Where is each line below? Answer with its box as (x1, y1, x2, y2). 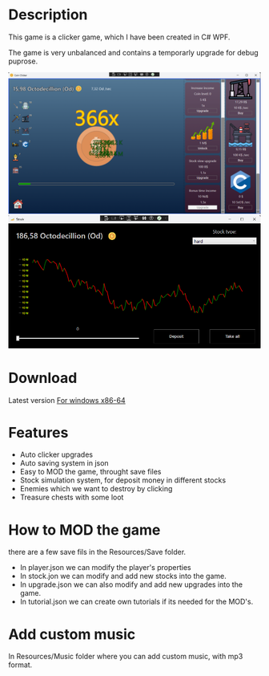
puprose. (8, 56, 38, 66)
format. (8, 660, 33, 670)
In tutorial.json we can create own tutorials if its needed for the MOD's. (19, 597, 254, 607)
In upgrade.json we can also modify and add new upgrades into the (19, 580, 243, 589)
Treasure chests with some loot (19, 492, 124, 503)
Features (8, 423, 69, 442)
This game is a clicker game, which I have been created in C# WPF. (8, 32, 231, 42)
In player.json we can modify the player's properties (19, 563, 191, 572)
